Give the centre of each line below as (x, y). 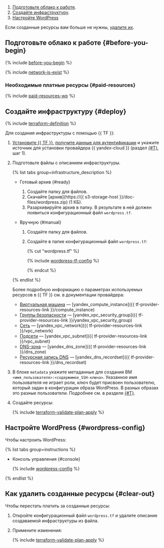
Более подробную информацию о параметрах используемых (77, 289)
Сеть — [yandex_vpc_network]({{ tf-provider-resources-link (81, 325)
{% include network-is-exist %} (37, 72)
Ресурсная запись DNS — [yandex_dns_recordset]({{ (75, 357)
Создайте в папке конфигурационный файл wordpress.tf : (87, 241)
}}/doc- (127, 197)
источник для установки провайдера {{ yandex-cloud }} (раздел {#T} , (85, 148)
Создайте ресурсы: (33, 402)
